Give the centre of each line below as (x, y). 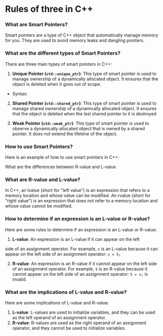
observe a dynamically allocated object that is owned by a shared (79, 128)
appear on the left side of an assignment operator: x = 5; (63, 254)
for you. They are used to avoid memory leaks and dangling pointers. (75, 40)
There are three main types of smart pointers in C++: (58, 64)
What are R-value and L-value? (43, 180)
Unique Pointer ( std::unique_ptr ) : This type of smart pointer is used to (84, 74)
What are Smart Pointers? (36, 25)
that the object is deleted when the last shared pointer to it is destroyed (84, 113)
